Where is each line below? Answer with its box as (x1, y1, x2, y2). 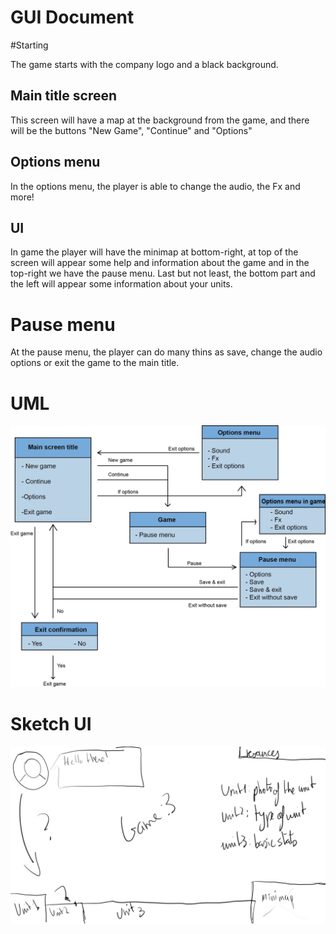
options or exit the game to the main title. (10, 357, 180, 369)
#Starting (10, 39, 49, 51)
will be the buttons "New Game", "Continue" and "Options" (10, 124, 253, 136)
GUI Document (10, 6, 135, 29)
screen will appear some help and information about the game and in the (10, 257, 310, 269)
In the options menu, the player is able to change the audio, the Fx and (10, 180, 301, 192)
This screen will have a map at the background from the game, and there (10, 114, 310, 126)
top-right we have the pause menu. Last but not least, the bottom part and (10, 267, 316, 280)
